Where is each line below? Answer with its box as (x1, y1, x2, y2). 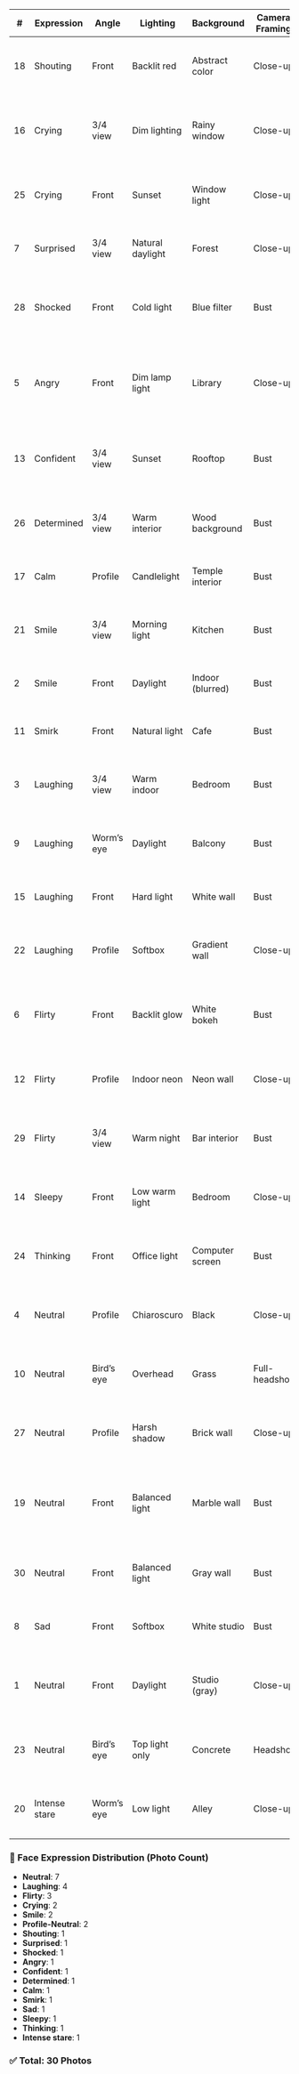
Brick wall (191, 1427, 233, 1439)
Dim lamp (132, 371, 172, 383)
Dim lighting (132, 125, 182, 136)
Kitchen (191, 624, 224, 635)
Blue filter (191, 302, 233, 313)
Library (191, 377, 222, 389)
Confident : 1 (21, 1966, 69, 1977)
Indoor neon (132, 1073, 183, 1085)
